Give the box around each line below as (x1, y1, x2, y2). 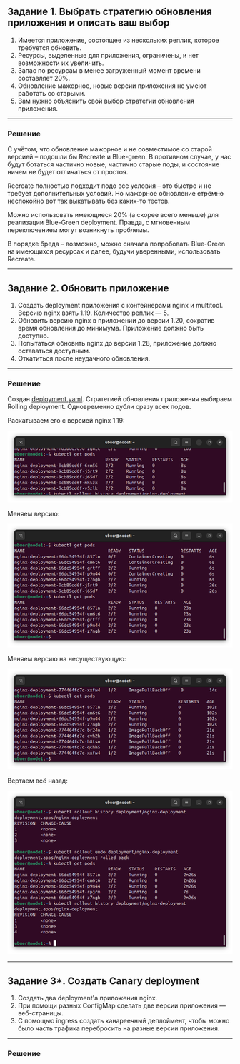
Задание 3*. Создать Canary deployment (7, 975, 200, 987)
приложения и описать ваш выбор (7, 17, 170, 29)
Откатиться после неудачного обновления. (17, 353, 151, 363)
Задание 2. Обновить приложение (7, 282, 169, 294)
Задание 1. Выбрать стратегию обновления (7, 6, 212, 18)
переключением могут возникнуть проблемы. (7, 226, 149, 234)
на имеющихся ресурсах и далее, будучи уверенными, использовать (7, 247, 221, 256)
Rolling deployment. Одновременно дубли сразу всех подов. (7, 403, 191, 411)
